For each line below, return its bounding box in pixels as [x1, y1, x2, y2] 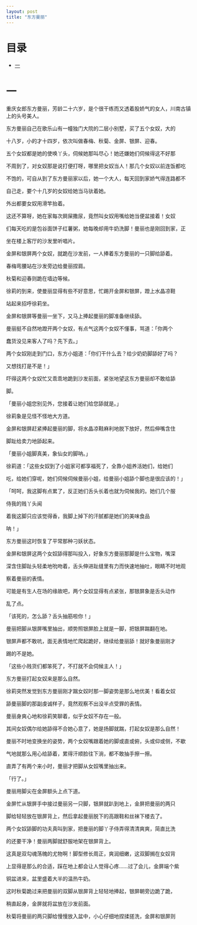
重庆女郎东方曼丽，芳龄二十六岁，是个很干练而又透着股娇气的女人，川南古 [6, 105, 186, 112]
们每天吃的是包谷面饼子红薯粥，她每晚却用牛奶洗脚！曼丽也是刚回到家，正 [6, 225, 186, 232]
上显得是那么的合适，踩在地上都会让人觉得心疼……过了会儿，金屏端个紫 [6, 863, 180, 870]
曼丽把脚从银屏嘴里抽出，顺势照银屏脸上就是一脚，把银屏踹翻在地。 [6, 625, 171, 633]
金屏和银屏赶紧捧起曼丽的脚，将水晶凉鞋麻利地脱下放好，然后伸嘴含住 [6, 425, 176, 432]
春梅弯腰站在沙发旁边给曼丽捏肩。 [6, 262, 89, 269]
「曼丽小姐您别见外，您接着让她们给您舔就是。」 [6, 400, 122, 407]
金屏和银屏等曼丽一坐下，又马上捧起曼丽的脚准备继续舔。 [6, 312, 145, 320]
